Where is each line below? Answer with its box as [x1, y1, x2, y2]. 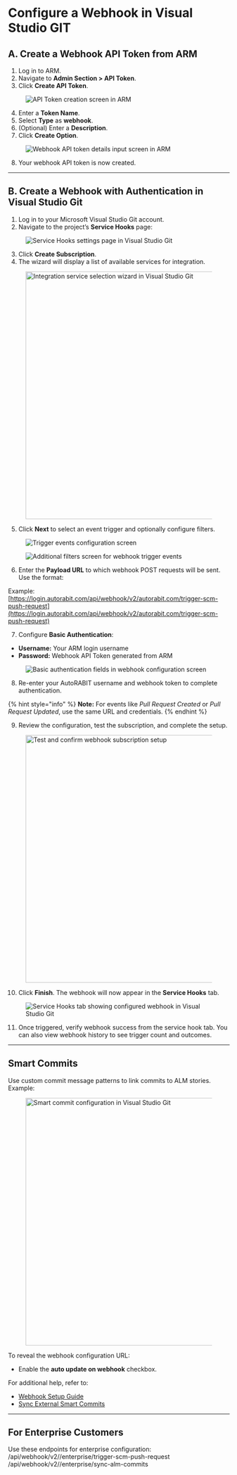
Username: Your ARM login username [18, 644, 129, 652]
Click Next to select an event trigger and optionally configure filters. [18, 524, 215, 533]
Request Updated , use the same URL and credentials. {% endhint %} [8, 707, 207, 716]
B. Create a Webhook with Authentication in [8, 185, 204, 198]
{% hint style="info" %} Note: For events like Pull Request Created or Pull [8, 699, 221, 708]
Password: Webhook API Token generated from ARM [18, 651, 173, 659]
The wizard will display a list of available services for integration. [18, 257, 206, 265]
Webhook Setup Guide [18, 1392, 84, 1400]
